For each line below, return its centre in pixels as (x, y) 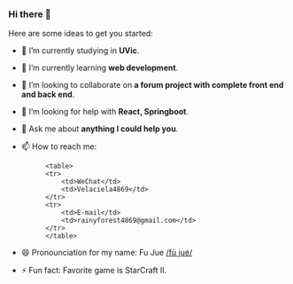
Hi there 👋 (30, 14)
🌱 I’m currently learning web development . (100, 68)
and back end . (48, 95)
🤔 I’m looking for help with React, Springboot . (105, 112)
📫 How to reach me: (59, 146)
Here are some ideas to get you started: (81, 34)
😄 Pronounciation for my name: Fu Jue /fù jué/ (107, 253)
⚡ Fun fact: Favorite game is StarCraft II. (94, 271)
